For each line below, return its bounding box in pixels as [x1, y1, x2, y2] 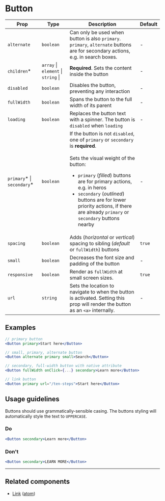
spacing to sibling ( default [69, 240, 130, 247]
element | [41, 67, 63, 74]
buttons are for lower [78, 196, 126, 203]
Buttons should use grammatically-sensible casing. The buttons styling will [5, 408, 157, 414]
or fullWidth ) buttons [69, 246, 119, 253]
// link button [5, 377, 36, 382]
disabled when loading [69, 122, 123, 129]
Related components [5, 477, 70, 486]
